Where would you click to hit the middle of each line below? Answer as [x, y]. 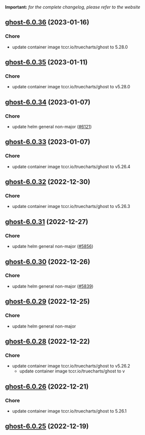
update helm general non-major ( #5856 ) [53, 247]
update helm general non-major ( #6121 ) [52, 127]
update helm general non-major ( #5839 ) [53, 286]
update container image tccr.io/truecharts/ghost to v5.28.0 [71, 87]
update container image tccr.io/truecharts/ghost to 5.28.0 [70, 47]
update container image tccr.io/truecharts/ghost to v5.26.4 [71, 166]
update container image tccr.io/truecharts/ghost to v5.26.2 [71, 366]
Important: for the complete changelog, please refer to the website [73, 7]
